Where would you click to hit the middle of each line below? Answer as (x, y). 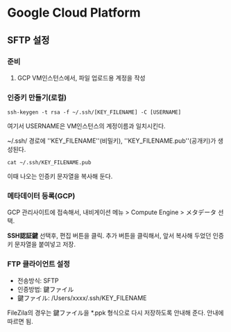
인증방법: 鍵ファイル (45, 289)
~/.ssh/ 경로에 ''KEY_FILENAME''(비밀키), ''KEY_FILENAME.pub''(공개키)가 (112, 141)
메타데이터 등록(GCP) (41, 196)
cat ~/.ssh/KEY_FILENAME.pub (49, 163)
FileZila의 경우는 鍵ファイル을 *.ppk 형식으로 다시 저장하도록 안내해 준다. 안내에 (115, 313)
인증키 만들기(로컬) (37, 97)
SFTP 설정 (28, 40)
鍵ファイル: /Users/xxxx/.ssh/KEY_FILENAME (82, 298)
